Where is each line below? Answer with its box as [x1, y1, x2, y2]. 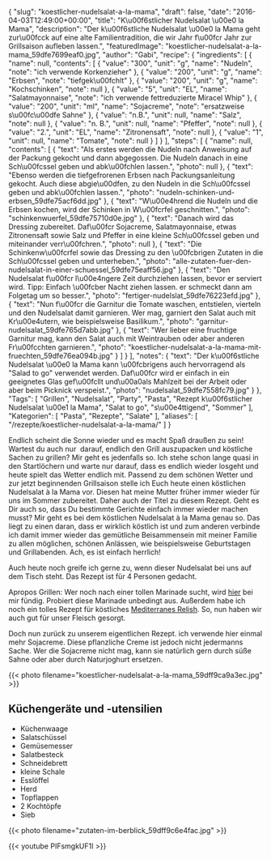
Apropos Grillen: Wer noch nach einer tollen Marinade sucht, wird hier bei [8, 587, 253, 597]
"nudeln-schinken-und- [156, 188, 235, 197]
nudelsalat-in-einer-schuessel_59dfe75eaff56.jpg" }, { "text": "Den [8, 265, 231, 274]
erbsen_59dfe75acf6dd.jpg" [8, 196, 103, 206]
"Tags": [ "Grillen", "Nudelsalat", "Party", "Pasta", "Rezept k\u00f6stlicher [8, 394, 253, 403]
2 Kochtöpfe [19, 801, 62, 810]
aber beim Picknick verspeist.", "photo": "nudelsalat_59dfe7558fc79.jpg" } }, [8, 385, 262, 395]
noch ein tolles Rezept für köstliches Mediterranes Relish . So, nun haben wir [8, 605, 262, 614]
